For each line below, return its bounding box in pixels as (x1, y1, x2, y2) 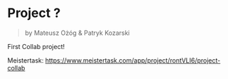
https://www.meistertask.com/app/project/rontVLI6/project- (45, 56, 221, 65)
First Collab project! (7, 42, 65, 51)
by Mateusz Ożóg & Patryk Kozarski (24, 28, 130, 37)
